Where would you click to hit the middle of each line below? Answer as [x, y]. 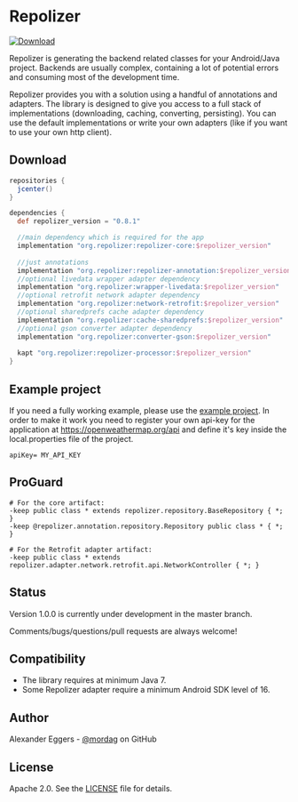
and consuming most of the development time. [94, 76]
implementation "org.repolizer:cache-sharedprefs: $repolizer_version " [150, 320]
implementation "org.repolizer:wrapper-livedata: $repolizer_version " [148, 287]
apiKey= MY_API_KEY [45, 455]
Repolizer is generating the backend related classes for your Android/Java [145, 58]
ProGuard [36, 482]
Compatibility [47, 658]
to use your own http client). [61, 132]
